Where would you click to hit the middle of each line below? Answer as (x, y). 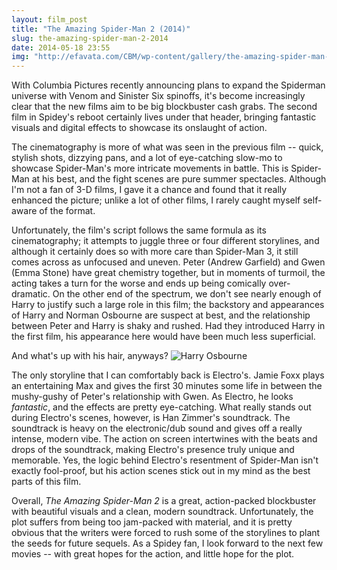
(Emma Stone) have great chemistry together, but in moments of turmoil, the (168, 273)
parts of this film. (46, 482)
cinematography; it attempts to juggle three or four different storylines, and (165, 241)
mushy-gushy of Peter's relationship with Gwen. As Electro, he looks (152, 397)
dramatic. (31, 294)
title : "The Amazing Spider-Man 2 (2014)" (101, 29)
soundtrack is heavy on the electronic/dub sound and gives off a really (157, 428)
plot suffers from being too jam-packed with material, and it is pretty (152, 522)
